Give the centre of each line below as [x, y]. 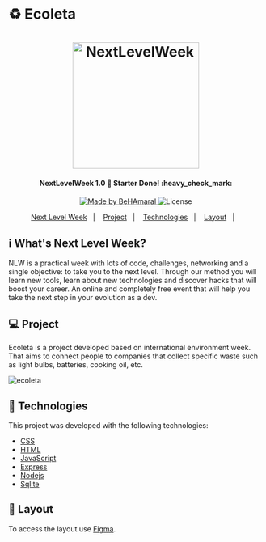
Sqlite [30, 484]
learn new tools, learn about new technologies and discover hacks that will [133, 281]
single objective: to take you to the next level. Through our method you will [133, 272]
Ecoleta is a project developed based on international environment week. [130, 348]
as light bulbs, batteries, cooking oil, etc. [76, 365]
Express [34, 467]
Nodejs [32, 476]
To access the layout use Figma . [62, 529]
